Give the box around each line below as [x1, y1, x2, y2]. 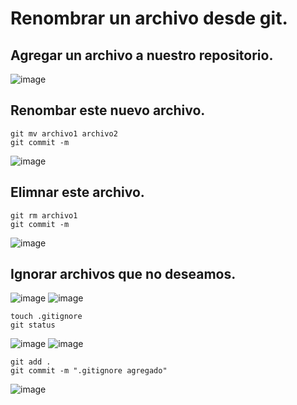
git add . [10, 357, 52, 367]
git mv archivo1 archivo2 [10, 128, 118, 139]
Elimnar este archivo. [10, 184, 145, 201]
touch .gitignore [10, 312, 83, 322]
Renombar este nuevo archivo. [10, 102, 206, 119]
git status [10, 320, 56, 331]
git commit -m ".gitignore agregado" [10, 366, 168, 376]
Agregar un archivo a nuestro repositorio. [10, 47, 274, 64]
